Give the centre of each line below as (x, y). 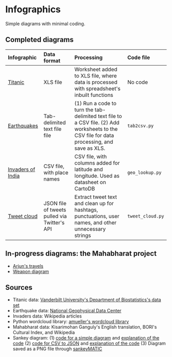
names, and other (95, 223)
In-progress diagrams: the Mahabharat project (81, 254)
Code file (138, 57)
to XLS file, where (96, 75)
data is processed (96, 82)
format (52, 61)
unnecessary (90, 229)
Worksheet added (96, 69)
